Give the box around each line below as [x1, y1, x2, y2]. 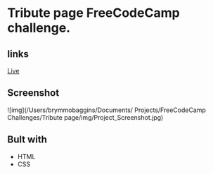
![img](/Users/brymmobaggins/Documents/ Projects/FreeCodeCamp [7, 106, 206, 114]
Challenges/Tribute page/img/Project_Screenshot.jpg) [7, 113, 164, 121]
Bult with [7, 134, 47, 146]
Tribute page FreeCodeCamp [7, 5, 181, 21]
